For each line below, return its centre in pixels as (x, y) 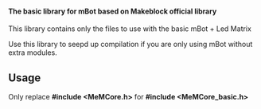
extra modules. (33, 53)
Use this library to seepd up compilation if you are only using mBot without (130, 45)
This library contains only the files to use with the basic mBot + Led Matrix (130, 29)
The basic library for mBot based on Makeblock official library (113, 11)
